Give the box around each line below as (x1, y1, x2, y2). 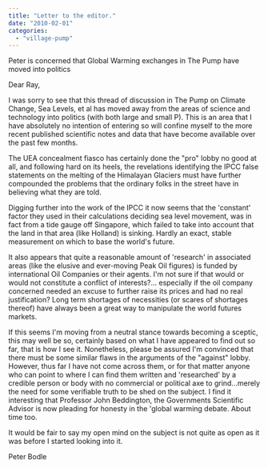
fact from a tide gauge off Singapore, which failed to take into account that (8, 220, 254, 230)
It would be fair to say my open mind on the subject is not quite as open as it (8, 428, 260, 438)
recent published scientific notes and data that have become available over (8, 130, 256, 139)
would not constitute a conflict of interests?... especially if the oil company (8, 278, 254, 288)
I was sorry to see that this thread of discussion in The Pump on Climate (8, 95, 246, 105)
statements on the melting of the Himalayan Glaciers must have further (8, 170, 242, 180)
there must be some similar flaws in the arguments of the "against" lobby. (8, 353, 250, 362)
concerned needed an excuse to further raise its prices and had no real (8, 286, 243, 296)
